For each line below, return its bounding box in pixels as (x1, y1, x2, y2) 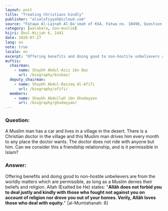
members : (9, 91, 28, 96)
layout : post (5, 7, 32, 12)
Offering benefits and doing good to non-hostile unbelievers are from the (5, 173, 155, 179)
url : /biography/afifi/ (18, 86, 68, 91)
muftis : (5, 58, 21, 63)
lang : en (5, 40, 23, 45)
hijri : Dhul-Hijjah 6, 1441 (5, 30, 64, 35)
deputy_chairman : (9, 77, 46, 82)
